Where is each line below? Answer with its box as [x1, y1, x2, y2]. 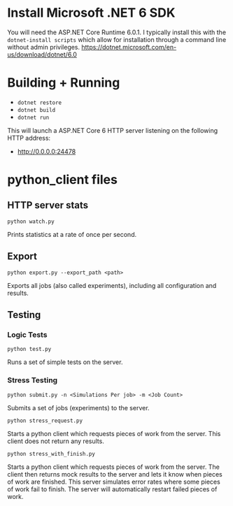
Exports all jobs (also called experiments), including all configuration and [7, 281, 217, 289]
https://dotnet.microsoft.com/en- [81, 43, 177, 51]
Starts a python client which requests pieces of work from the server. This [7, 429, 221, 438]
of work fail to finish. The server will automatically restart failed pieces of [7, 484, 218, 493]
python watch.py [7, 218, 55, 225]
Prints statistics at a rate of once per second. [7, 230, 137, 238]
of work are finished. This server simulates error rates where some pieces [7, 477, 220, 486]
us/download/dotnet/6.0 [7, 50, 77, 59]
